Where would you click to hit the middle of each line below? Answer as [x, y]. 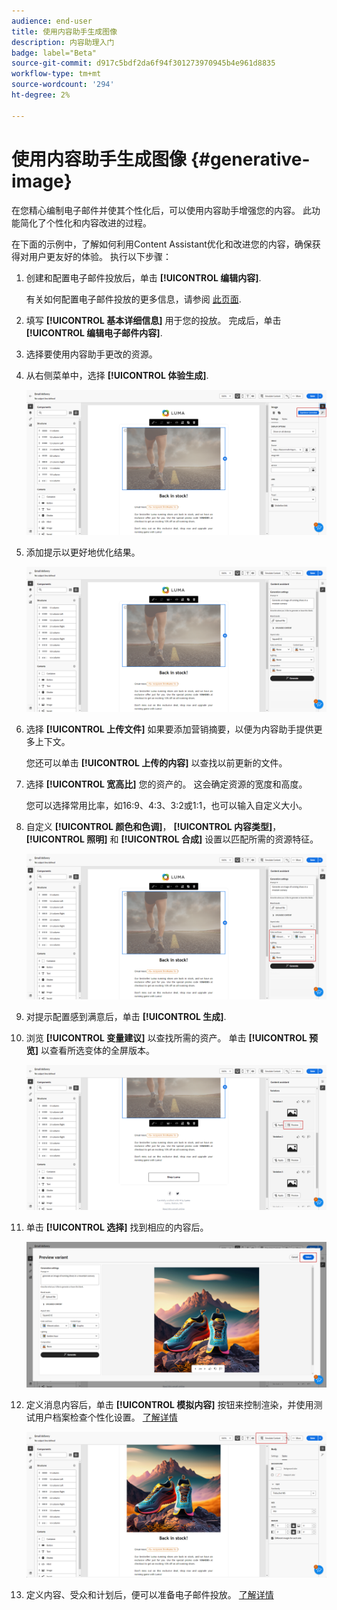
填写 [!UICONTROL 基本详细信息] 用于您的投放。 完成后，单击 [153, 320]
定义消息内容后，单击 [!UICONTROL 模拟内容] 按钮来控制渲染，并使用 [169, 1405]
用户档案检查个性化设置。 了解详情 [106, 1417]
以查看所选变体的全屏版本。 [98, 1050]
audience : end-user [52, 21]
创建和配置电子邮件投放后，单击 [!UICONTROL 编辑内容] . [143, 277]
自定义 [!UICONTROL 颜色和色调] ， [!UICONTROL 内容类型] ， [153, 827]
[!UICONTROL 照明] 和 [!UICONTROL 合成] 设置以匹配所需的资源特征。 [172, 839]
